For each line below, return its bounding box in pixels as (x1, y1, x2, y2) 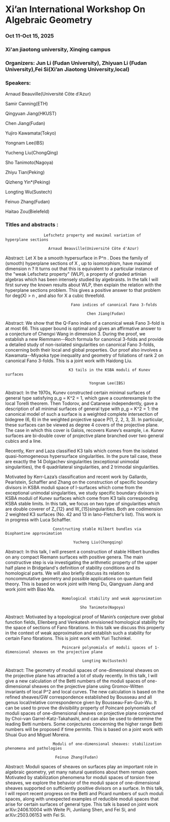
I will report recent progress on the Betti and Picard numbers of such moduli (5, 790, 163, 796)
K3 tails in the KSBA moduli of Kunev (68, 367, 151, 372)
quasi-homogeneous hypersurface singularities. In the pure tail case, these (5, 453, 162, 459)
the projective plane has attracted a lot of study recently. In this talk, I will (5, 672, 158, 678)
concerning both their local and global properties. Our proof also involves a (5, 347, 162, 353)
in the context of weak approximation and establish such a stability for (5, 630, 152, 636)
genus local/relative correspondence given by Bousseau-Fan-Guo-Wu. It (5, 699, 157, 705)
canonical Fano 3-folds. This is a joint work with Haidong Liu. (5, 358, 133, 364)
